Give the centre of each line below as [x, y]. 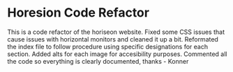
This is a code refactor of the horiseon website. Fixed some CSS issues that [116, 32]
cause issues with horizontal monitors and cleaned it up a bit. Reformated [113, 39]
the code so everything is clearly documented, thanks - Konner [98, 61]
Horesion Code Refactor [78, 13]
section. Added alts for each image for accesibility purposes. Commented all [117, 54]
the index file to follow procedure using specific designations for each [107, 46]
